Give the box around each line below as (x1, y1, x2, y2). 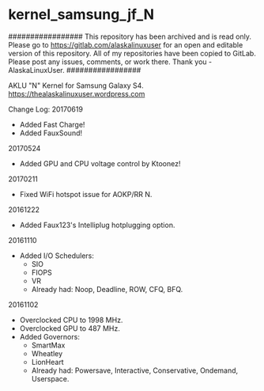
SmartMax (31, 340, 66, 350)
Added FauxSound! (19, 128, 83, 138)
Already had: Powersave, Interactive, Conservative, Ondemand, (31, 366, 239, 375)
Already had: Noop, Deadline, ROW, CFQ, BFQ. (31, 284, 183, 294)
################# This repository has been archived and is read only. (8, 32, 251, 41)
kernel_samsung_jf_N (8, 6, 155, 24)
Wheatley (31, 348, 63, 358)
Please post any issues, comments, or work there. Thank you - (8, 57, 212, 66)
